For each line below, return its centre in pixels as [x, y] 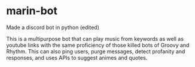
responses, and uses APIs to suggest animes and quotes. [77, 58]
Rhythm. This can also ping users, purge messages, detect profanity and [96, 51]
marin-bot [32, 11]
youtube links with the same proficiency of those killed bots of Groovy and [98, 45]
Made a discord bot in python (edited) [53, 27]
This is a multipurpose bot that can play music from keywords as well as [95, 39]
